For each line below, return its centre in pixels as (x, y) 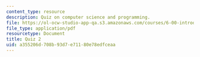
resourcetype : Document (36, 34)
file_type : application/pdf (41, 28)
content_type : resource (36, 12)
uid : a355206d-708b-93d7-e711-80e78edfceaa (61, 45)
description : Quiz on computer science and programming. (78, 17)
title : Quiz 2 (24, 39)
